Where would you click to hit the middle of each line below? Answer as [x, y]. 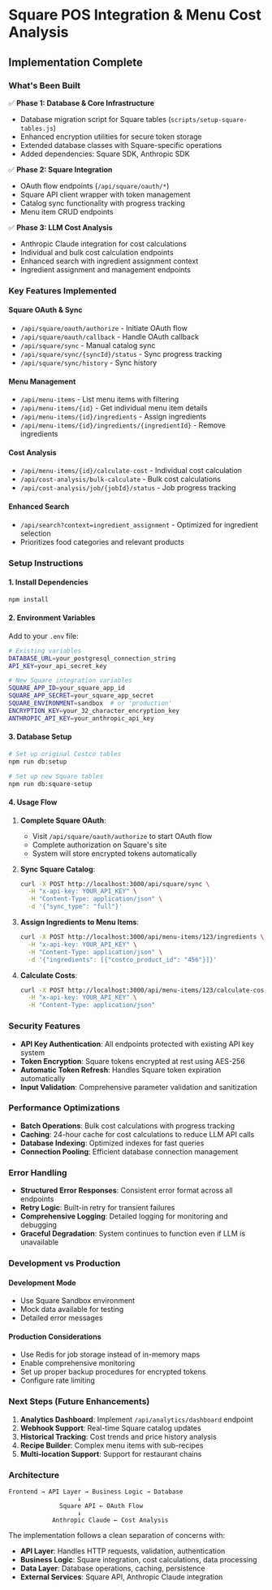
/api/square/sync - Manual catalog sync [88, 345]
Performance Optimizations [64, 1108]
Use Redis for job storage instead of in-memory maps [110, 1354]
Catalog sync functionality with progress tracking [102, 203]
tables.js [37, 128]
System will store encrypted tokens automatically [114, 853]
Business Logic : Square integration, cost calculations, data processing [138, 1560]
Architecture [34, 1475]
